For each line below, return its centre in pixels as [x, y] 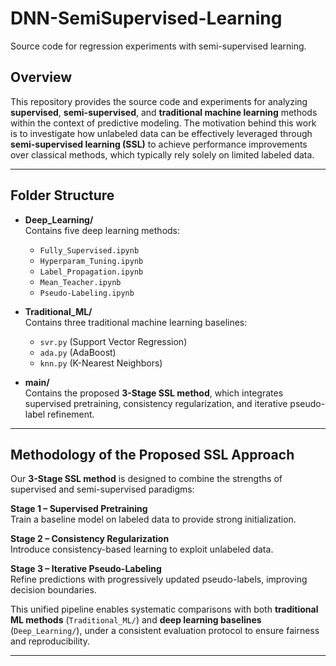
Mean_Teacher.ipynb [80, 282]
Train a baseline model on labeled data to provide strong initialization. [153, 519]
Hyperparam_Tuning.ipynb [91, 261]
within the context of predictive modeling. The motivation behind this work [163, 123]
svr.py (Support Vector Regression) [113, 341]
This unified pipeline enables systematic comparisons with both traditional [164, 609]
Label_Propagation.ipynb [91, 272]
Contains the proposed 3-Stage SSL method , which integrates [154, 393]
